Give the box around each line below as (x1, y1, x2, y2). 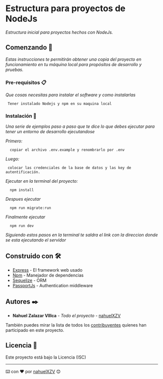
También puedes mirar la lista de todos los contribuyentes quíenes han (5, 322, 147, 328)
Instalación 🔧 (5, 112, 37, 119)
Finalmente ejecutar (5, 214, 45, 220)
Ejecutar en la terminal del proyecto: (5, 178, 78, 184)
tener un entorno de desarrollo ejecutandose (5, 129, 95, 135)
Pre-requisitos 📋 (5, 79, 46, 86)
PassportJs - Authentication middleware (12, 283, 93, 289)
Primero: (5, 138, 23, 144)
